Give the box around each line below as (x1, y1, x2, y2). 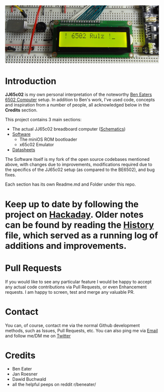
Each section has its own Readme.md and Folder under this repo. (5, 181, 136, 187)
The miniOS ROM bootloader (19, 136, 77, 142)
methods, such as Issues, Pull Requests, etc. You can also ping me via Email (5, 327, 158, 333)
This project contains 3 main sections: (5, 117, 82, 123)
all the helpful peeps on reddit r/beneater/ (12, 382, 96, 388)
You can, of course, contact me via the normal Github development (5, 322, 140, 328)
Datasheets (12, 147, 36, 153)
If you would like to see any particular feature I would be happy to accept (5, 279, 152, 284)
